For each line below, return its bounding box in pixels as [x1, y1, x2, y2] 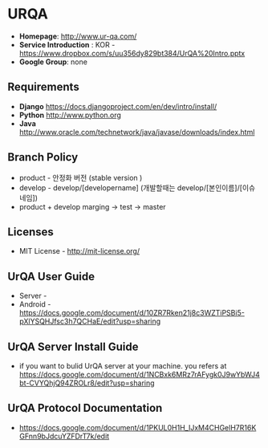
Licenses [7, 225, 54, 238]
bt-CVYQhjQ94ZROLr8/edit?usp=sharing [18, 378, 155, 388]
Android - [18, 299, 51, 309]
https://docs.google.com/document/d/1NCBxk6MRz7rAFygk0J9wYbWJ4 [18, 370, 260, 379]
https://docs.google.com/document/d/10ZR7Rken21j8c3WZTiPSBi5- [18, 308, 246, 318]
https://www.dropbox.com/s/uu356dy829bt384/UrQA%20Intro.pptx [18, 48, 246, 58]
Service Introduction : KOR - [18, 39, 116, 49]
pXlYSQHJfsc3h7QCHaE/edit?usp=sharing [18, 316, 161, 326]
